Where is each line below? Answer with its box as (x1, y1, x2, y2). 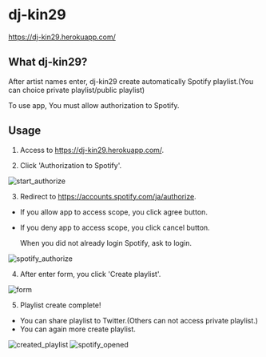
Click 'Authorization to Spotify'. (19, 160, 122, 170)
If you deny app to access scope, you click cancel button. (19, 223, 210, 232)
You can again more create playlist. (19, 324, 136, 334)
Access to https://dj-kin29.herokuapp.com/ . (19, 145, 165, 154)
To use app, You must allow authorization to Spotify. (8, 100, 180, 110)
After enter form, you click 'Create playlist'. (19, 269, 161, 279)
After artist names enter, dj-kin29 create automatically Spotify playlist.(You (8, 76, 254, 86)
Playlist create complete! (19, 300, 101, 310)
